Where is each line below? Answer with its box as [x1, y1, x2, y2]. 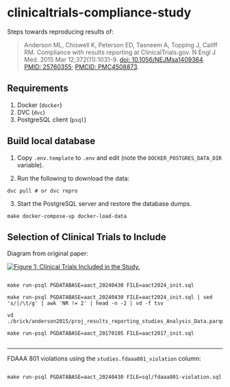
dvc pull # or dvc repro [7, 187, 78, 194]
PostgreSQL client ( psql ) [16, 115, 87, 124]
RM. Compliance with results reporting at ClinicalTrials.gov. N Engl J [23, 48, 216, 56]
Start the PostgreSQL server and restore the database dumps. [16, 199, 192, 207]
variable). [16, 161, 44, 169]
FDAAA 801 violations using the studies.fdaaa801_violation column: [7, 355, 201, 363]
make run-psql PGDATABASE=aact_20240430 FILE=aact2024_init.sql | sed [7, 294, 213, 301]
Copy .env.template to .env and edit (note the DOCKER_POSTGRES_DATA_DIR [16, 153, 222, 162]
